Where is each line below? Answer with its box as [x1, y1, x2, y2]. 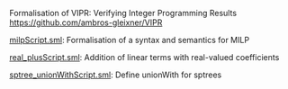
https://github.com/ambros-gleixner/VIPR [9, 17, 163, 28]
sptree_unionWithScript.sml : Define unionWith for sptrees [9, 69, 222, 80]
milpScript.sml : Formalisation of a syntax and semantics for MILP [9, 35, 250, 45]
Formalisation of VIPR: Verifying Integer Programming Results [9, 8, 237, 18]
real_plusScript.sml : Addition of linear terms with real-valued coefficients [9, 52, 280, 62]
